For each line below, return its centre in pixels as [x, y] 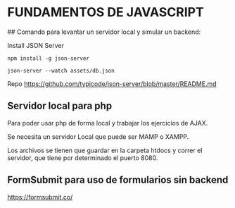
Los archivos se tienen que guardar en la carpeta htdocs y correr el [105, 150]
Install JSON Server [36, 45]
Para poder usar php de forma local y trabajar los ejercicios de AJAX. [108, 123]
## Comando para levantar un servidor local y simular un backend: [104, 32]
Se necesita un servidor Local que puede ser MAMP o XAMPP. [98, 136]
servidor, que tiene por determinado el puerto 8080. [83, 158]
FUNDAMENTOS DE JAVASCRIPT [106, 12]
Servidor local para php [60, 106]
